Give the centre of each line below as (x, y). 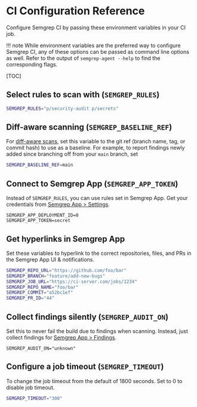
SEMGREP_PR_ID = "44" (30, 298)
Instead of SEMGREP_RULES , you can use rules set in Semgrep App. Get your (97, 198)
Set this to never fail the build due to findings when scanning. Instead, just (97, 331)
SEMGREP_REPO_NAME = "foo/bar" (42, 287)
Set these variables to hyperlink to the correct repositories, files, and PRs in (99, 253)
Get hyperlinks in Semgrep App (66, 239)
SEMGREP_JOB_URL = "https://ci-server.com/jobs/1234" (72, 282)
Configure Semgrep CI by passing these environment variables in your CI (96, 27)
